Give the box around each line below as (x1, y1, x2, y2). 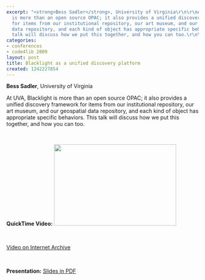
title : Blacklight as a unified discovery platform (6, 60, 140, 66)
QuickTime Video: (6, 220, 53, 227)
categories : (6, 37, 37, 43)
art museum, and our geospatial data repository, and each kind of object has (6, 108, 199, 115)
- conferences (6, 43, 43, 50)
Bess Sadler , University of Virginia (6, 83, 93, 90)
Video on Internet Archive (6, 244, 71, 251)
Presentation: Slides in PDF (6, 267, 76, 275)
